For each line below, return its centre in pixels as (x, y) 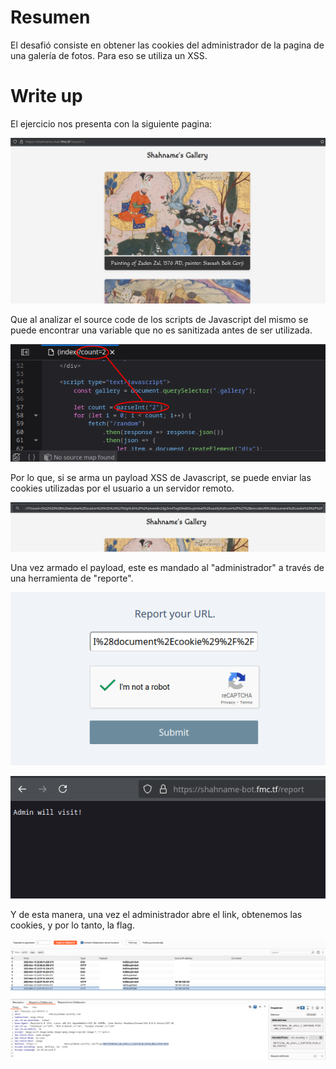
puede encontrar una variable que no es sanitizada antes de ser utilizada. (161, 330)
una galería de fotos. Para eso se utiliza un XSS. (109, 55)
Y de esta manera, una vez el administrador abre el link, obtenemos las (156, 915)
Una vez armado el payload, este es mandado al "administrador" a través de (167, 567)
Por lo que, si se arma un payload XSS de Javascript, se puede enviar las (161, 478)
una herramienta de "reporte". (72, 578)
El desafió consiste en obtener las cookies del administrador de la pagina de (167, 45)
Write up (46, 96)
